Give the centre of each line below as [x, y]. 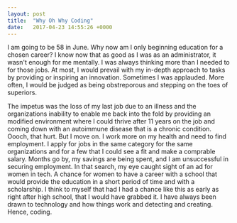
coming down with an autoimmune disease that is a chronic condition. [109, 129]
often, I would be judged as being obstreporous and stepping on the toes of [118, 85]
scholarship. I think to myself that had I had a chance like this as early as [113, 190]
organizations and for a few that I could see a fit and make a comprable [111, 152]
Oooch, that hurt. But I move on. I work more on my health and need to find [117, 136]
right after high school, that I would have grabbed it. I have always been [112, 197]
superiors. [22, 92]
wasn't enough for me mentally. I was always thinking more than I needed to [119, 62]
